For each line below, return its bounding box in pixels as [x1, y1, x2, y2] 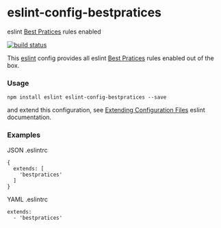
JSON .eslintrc [7, 146, 48, 154]
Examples [7, 130, 41, 140]
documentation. [7, 113, 52, 121]
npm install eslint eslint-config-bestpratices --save [7, 94, 167, 101]
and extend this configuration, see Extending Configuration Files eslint [7, 106, 205, 114]
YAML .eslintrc [7, 195, 48, 203]
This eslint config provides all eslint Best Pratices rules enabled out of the [7, 53, 214, 62]
